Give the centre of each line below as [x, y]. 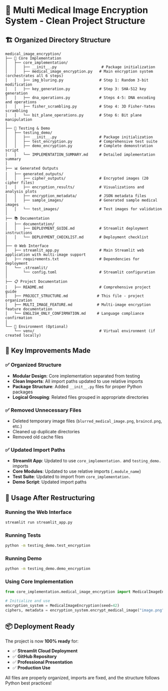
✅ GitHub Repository [34, 656]
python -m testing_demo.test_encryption [48, 546]
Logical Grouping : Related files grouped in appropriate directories [80, 397]
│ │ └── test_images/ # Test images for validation [84, 209]
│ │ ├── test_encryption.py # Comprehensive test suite [81, 142]
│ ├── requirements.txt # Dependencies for [72, 259]
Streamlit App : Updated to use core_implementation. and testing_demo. [87, 461]
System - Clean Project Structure [75, 21]
